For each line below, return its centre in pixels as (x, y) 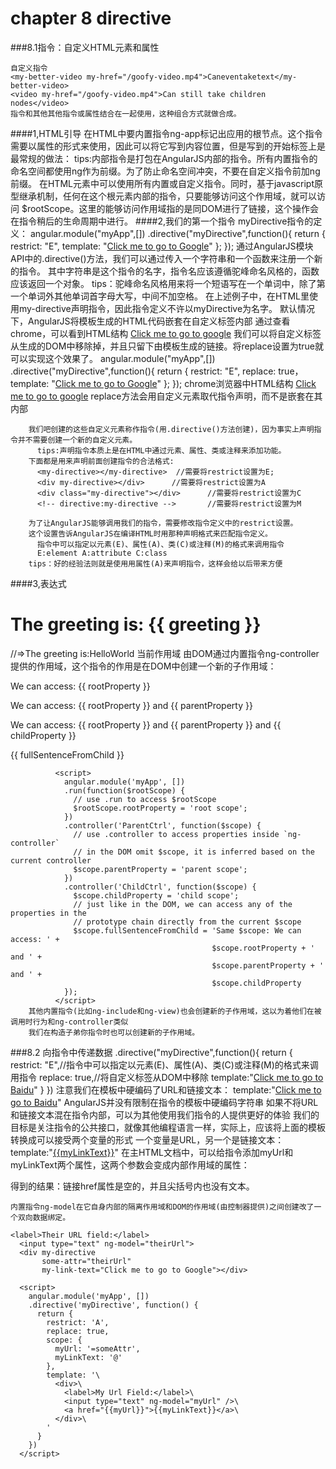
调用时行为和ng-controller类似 (69, 1022)
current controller (51, 860)
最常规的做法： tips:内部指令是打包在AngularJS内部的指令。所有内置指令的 (164, 158)
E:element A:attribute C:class (102, 553)
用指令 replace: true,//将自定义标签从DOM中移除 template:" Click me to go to (167, 1077)
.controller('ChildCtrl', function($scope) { (160, 887)
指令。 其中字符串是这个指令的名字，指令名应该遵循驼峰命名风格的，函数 (169, 271)
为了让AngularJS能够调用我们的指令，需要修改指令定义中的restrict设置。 (163, 523)
